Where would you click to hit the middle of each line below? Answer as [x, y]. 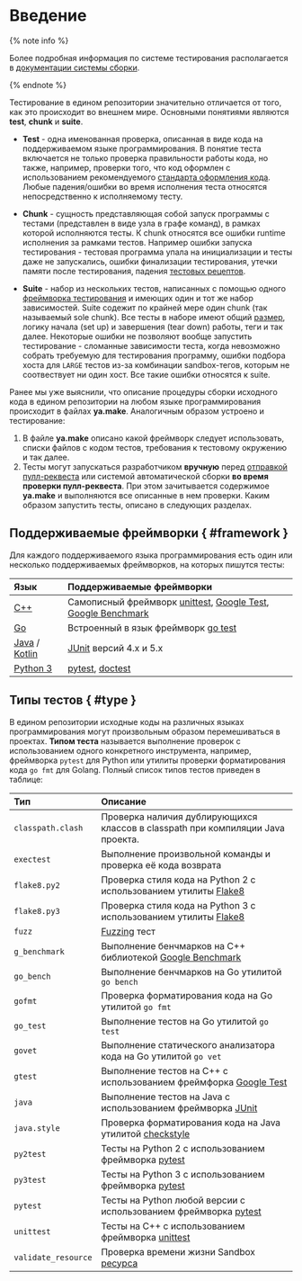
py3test [30, 1180]
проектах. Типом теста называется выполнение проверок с [125, 741]
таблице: [26, 779]
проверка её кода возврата [161, 864]
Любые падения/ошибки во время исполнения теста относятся [145, 186]
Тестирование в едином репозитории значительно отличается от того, [146, 102]
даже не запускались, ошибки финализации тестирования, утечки [150, 261]
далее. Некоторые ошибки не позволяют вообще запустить [137, 336]
